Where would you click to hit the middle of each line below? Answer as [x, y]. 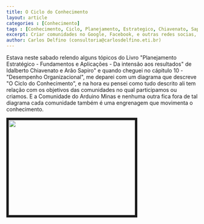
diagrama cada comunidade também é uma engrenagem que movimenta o [100, 103]
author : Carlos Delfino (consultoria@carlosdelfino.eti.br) [84, 40]
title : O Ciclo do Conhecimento [47, 12]
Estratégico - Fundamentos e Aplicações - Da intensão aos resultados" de [99, 64]
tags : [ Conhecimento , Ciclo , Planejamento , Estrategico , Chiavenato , [97, 29]
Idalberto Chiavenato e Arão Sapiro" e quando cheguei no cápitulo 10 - [95, 70]
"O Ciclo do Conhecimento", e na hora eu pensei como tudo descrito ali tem [101, 83]
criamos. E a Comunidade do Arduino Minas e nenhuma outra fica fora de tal [102, 96]
